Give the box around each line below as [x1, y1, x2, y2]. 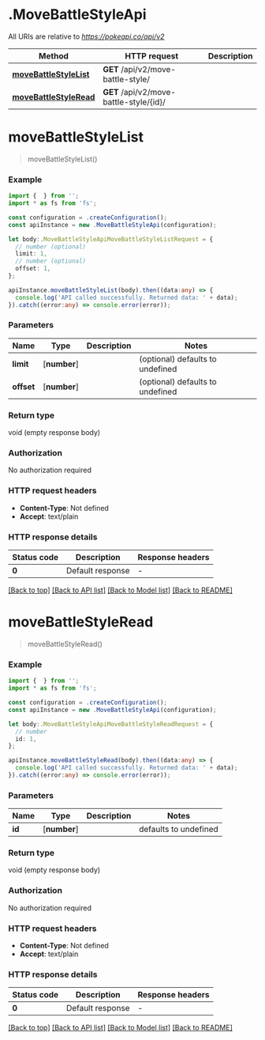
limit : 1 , [15, 250, 47, 258]
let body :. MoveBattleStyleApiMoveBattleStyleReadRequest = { [8, 720, 214, 728]
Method [38, 50, 69, 61]
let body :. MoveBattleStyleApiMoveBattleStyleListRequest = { [8, 235, 214, 243]
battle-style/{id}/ [102, 96, 166, 108]
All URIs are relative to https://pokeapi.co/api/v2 [8, 32, 165, 41]
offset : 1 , [15, 265, 51, 273]
